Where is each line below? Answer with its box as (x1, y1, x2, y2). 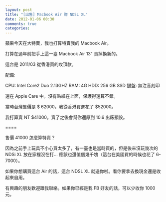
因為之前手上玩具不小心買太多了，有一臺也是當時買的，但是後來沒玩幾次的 (5, 145, 158, 151)
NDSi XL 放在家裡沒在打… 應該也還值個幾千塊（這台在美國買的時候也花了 (5, 152, 156, 158)
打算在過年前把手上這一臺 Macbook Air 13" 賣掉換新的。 (5, 51, 121, 57)
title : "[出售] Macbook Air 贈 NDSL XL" (5, 12, 88, 17)
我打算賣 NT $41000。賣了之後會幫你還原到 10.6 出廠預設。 (5, 114, 128, 120)
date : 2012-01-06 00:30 (5, 16, 55, 21)
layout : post (5, 7, 32, 12)
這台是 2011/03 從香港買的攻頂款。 (5, 61, 76, 67)
